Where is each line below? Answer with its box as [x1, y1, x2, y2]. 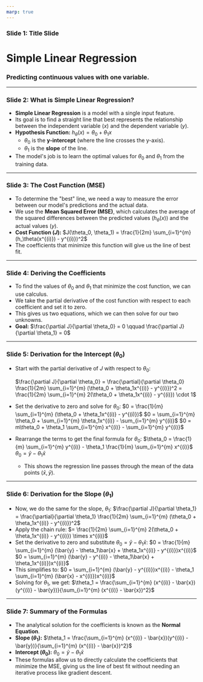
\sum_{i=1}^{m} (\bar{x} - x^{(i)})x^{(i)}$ [14, 572, 115, 580]
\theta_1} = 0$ [36, 329, 71, 336]
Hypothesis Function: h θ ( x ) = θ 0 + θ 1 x [14, 129, 112, 138]
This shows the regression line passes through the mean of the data [24, 463, 194, 470]
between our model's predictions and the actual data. [14, 201, 149, 209]
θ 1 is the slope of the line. [24, 144, 88, 153]
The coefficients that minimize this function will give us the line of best [14, 241, 191, 249]
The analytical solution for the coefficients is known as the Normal [14, 621, 181, 628]
